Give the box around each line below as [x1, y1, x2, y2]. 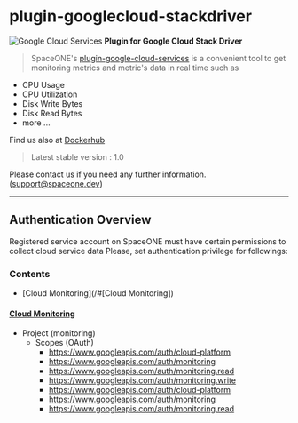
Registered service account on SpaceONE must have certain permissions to [9, 235, 286, 246]
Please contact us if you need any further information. [9, 169, 207, 180]
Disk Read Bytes [21, 108, 82, 118]
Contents [9, 267, 51, 280]
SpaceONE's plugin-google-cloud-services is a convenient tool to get [30, 52, 286, 63]
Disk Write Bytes [21, 98, 83, 108]
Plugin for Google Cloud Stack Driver [104, 36, 243, 46]
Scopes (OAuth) [35, 338, 95, 348]
